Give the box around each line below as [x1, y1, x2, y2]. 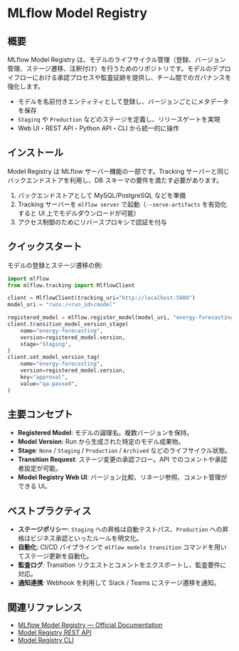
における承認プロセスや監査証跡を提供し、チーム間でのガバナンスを [31, 73, 232, 81]
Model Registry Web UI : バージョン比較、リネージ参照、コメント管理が [17, 473, 228, 481]
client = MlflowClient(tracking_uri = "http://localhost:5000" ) [7, 294, 196, 302]
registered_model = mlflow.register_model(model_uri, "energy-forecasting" [7, 314, 237, 321]
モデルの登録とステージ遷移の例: [7, 261, 103, 269]
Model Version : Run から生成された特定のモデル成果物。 [17, 437, 185, 446]
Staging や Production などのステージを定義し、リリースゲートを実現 [17, 115, 221, 123]
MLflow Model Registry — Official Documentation [17, 621, 163, 630]
